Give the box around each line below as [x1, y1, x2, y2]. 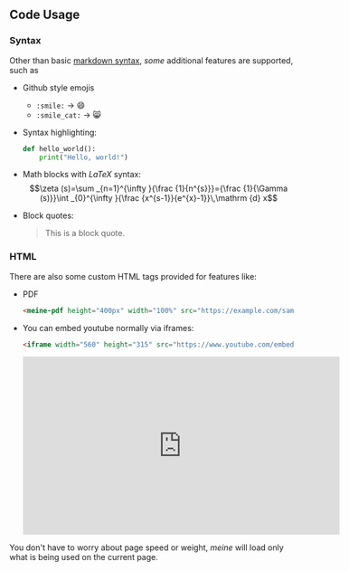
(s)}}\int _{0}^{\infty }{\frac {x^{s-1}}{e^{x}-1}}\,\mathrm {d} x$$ [39, 193, 278, 204]
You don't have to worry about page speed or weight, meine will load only [9, 542, 285, 553]
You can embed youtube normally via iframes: [22, 322, 194, 333]
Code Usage [9, 7, 80, 23]
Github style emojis [22, 81, 95, 93]
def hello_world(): [22, 144, 97, 153]
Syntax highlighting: [22, 127, 98, 138]
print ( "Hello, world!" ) [39, 153, 128, 162]
